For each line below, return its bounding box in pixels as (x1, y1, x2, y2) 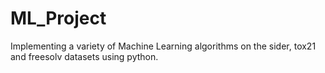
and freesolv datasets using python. (10, 50, 159, 62)
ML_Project (10, 7, 107, 30)
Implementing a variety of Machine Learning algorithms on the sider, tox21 (10, 40, 317, 52)
